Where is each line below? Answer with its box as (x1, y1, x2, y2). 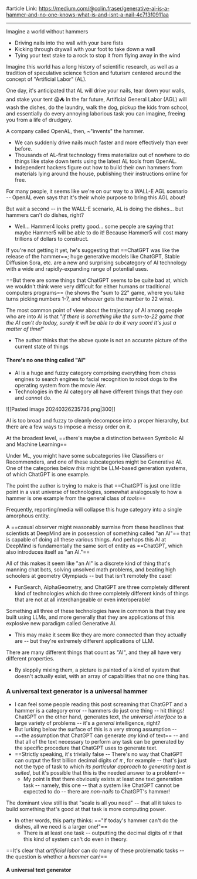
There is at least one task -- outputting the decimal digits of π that (23, 829, 183, 836)
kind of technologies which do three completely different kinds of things (14, 590, 189, 597)
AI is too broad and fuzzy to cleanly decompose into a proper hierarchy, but (6, 417, 189, 424)
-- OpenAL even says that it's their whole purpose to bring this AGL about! (6, 194, 186, 201)
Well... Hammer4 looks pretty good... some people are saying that (14, 223, 174, 230)
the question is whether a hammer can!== (6, 853, 108, 860)
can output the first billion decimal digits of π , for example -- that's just (14, 757, 187, 764)
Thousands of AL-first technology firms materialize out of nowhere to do (14, 152, 190, 158)
